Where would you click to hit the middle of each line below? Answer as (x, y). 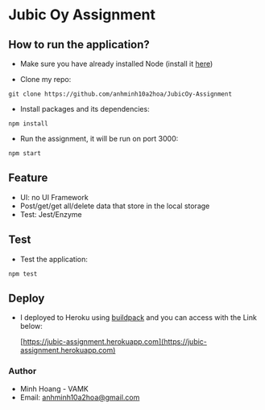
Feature (28, 178)
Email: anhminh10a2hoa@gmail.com (80, 397)
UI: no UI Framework (54, 197)
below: (31, 326)
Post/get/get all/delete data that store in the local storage (115, 206)
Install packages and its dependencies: (85, 109)
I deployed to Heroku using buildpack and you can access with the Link (139, 318)
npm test (23, 274)
